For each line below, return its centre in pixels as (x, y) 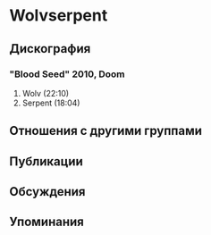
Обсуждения (47, 192)
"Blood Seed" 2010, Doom (67, 74)
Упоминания (47, 222)
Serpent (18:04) (51, 103)
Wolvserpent (59, 16)
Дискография (50, 49)
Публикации (46, 161)
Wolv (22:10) (46, 93)
